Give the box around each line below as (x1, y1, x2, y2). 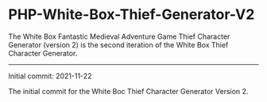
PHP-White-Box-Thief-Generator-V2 (8, 6, 255, 24)
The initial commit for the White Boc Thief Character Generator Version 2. (8, 86, 249, 96)
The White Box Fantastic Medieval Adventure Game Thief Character (8, 32, 230, 41)
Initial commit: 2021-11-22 (8, 71, 92, 81)
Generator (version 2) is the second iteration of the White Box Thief (8, 40, 229, 49)
